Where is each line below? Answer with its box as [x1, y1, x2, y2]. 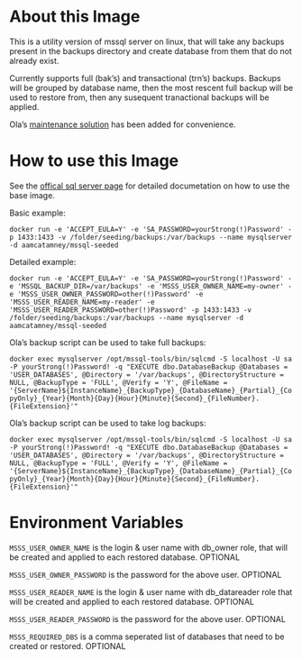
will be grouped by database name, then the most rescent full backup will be [9, 82, 294, 93]
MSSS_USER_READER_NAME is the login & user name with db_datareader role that [9, 586, 293, 597]
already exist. [9, 55, 59, 66]
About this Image [9, 6, 141, 27]
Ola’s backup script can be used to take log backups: [9, 417, 206, 428]
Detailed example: [9, 256, 77, 267]
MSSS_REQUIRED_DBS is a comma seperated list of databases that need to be [9, 631, 285, 642]
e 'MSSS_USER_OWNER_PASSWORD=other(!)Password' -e [9, 289, 204, 298]
